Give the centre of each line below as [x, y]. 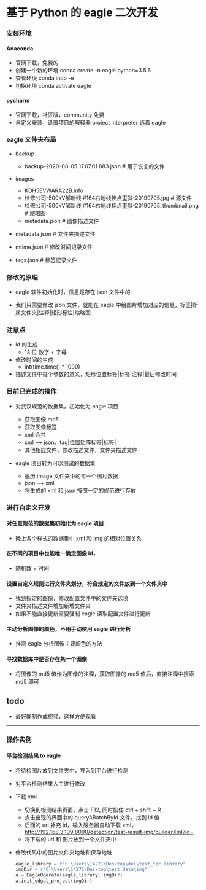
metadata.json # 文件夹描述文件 [55, 233]
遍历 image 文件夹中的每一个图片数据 [71, 476]
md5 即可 [27, 681]
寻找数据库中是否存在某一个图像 [47, 659]
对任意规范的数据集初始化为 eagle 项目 [55, 523]
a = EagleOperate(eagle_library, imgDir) [69, 875]
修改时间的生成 [34, 360]
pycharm [18, 100]
